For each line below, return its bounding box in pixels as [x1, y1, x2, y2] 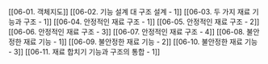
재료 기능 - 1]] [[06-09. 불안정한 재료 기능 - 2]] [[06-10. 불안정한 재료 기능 [23, 37, 258, 46]
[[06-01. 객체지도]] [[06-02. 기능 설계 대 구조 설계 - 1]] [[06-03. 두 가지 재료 [8, 7, 251, 16]
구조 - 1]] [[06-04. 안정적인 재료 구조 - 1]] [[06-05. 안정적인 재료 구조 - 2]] [23, 17, 260, 26]
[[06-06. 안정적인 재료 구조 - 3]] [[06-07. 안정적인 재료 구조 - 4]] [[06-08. [8, 27, 245, 36]
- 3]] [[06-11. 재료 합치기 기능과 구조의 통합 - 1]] [8, 47, 161, 56]
